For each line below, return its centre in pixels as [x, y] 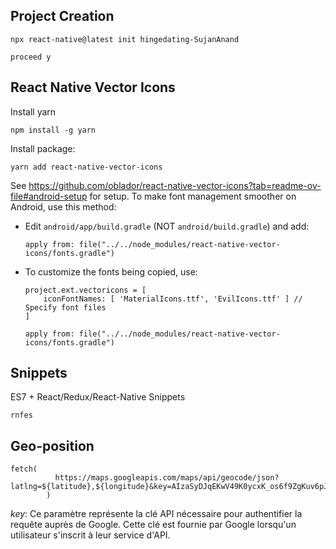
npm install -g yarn [53, 130]
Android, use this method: [63, 206]
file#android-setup [49, 196]
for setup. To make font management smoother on [193, 196]
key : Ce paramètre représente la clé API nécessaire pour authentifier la [156, 514]
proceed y [31, 57]
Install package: [43, 148]
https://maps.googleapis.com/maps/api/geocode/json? [167, 478]
